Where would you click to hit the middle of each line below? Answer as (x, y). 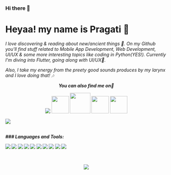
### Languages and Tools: (35, 137)
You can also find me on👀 (86, 85)
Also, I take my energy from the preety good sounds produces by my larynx (85, 70)
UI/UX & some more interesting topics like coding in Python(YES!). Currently (86, 54)
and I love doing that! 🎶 (30, 75)
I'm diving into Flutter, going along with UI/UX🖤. (56, 60)
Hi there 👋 (18, 8)
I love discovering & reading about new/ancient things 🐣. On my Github (80, 44)
